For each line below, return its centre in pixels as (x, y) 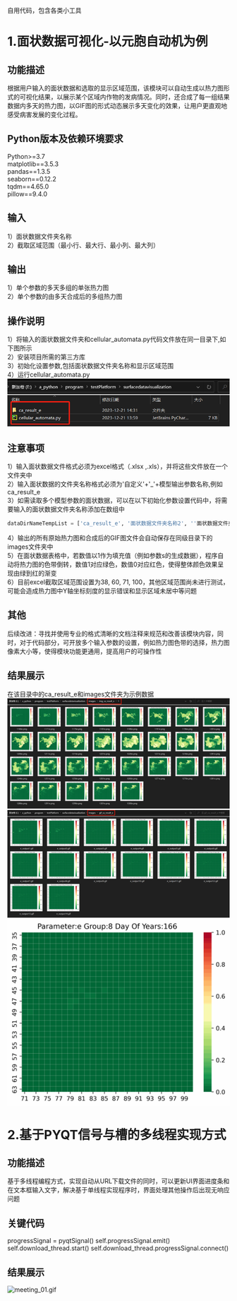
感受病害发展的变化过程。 (44, 114)
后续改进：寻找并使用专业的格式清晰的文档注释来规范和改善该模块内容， (112, 634)
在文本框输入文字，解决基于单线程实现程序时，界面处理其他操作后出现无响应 (119, 1190)
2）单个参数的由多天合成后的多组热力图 (65, 297)
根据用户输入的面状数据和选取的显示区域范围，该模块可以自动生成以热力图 (115, 88)
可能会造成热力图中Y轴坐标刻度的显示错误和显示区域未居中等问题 (102, 591)
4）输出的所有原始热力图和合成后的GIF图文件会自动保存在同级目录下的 (110, 538)
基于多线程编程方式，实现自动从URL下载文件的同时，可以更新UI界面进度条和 (119, 1181)
